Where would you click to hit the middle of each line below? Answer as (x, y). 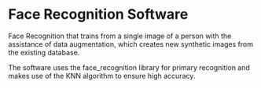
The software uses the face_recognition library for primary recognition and (129, 67)
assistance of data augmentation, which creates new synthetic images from (131, 44)
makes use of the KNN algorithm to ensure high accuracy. (102, 76)
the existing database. (44, 52)
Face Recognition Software (98, 14)
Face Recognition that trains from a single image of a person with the (120, 36)
